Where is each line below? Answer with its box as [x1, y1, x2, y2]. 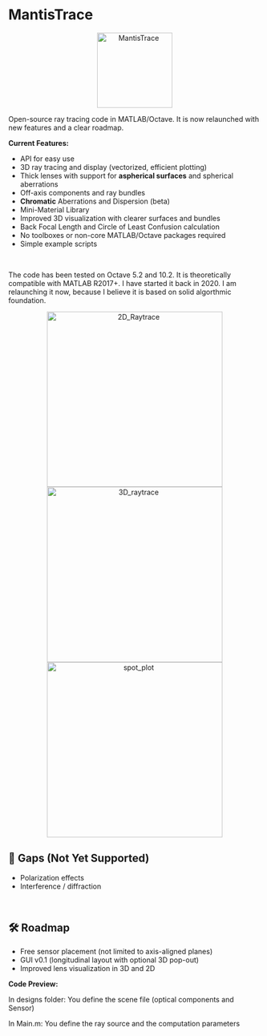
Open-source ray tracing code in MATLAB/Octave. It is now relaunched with [8, 114, 259, 123]
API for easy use [19, 154, 75, 163]
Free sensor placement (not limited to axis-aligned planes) [19, 946, 213, 956]
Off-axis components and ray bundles [19, 187, 146, 197]
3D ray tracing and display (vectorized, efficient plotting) [19, 162, 207, 171]
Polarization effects [19, 873, 84, 882]
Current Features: [8, 138, 70, 147]
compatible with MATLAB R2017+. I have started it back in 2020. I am [8, 278, 237, 288]
